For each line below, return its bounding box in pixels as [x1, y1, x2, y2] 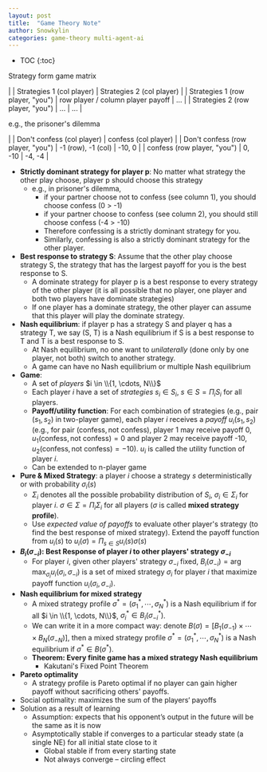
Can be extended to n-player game [31, 463, 147, 472]
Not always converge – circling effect [43, 754, 166, 764]
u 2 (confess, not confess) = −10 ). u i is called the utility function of [31, 443, 245, 455]
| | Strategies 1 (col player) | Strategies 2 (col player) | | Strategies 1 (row [8, 87, 245, 96]
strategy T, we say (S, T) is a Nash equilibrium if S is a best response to [19, 328, 255, 337]
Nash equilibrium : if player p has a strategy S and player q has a [19, 320, 233, 329]
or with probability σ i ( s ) [19, 479, 97, 491]
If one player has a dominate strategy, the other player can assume [31, 302, 252, 312]
